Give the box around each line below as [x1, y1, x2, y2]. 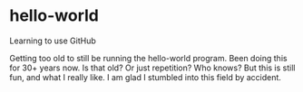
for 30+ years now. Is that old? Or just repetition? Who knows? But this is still [9, 62, 296, 73]
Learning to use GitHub [9, 35, 97, 46]
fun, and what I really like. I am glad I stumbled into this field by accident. [9, 71, 281, 82]
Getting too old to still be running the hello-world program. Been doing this [9, 52, 288, 63]
